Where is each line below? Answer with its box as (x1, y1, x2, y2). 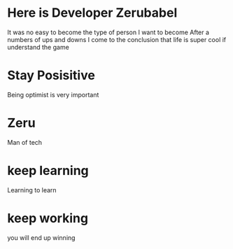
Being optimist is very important (7, 90, 99, 99)
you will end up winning (7, 233, 76, 242)
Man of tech (7, 138, 43, 146)
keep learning (7, 163, 89, 178)
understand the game (7, 43, 70, 51)
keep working (7, 210, 89, 226)
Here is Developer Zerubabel (7, 5, 178, 21)
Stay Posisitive (7, 68, 96, 83)
